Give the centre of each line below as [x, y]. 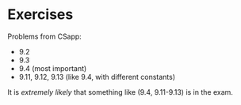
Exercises [40, 15]
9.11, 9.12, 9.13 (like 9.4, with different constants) [97, 77]
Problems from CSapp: [45, 36]
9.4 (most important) [53, 68]
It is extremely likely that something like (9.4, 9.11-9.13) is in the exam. [120, 92]
